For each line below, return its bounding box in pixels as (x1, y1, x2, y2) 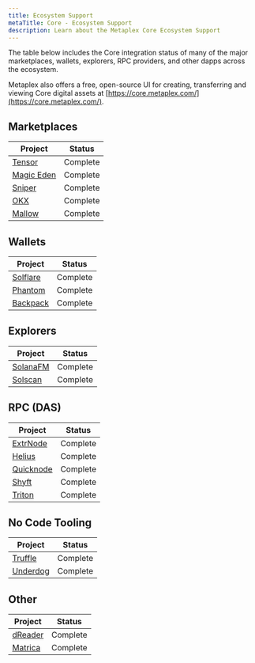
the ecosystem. (8, 65, 59, 74)
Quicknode (12, 464, 53, 475)
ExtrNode (12, 438, 47, 449)
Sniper (12, 183, 37, 194)
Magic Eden (12, 169, 57, 180)
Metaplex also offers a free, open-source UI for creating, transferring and (8, 80, 247, 89)
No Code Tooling (8, 516, 92, 530)
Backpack (12, 297, 50, 309)
